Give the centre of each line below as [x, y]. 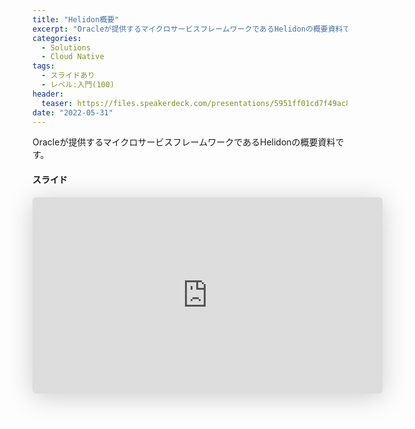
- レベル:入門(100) [78, 85]
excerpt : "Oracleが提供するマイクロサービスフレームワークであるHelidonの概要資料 [188, 29]
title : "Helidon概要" [76, 19]
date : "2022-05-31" [73, 112]
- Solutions [66, 47]
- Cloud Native [73, 57]
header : [48, 94]
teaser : [57, 103]
